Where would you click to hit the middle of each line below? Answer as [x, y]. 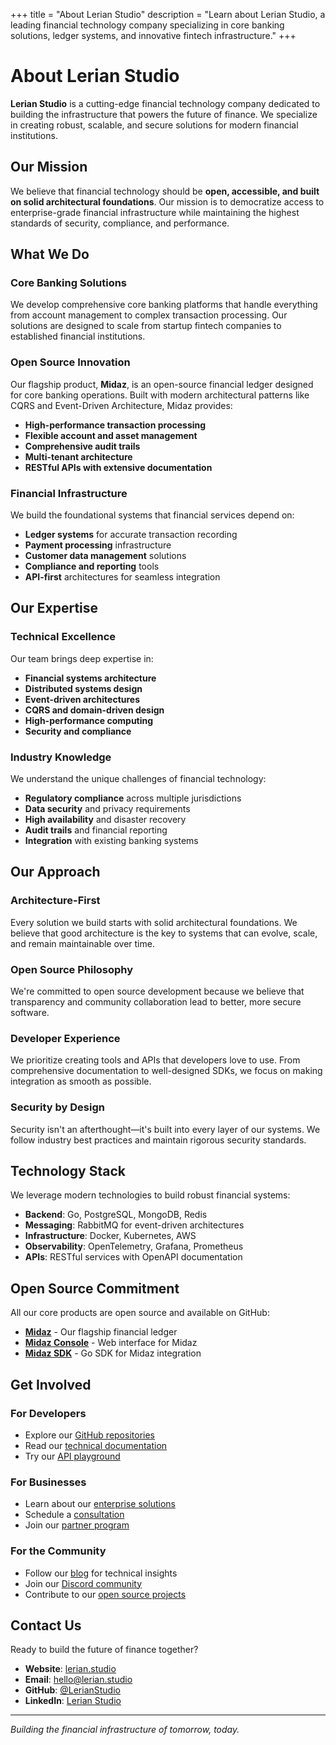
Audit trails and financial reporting [96, 830]
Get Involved [51, 1384]
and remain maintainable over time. [82, 943]
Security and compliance [78, 731]
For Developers [48, 1413]
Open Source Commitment [95, 1288]
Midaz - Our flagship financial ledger [101, 1332]
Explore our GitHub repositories [89, 1435]
